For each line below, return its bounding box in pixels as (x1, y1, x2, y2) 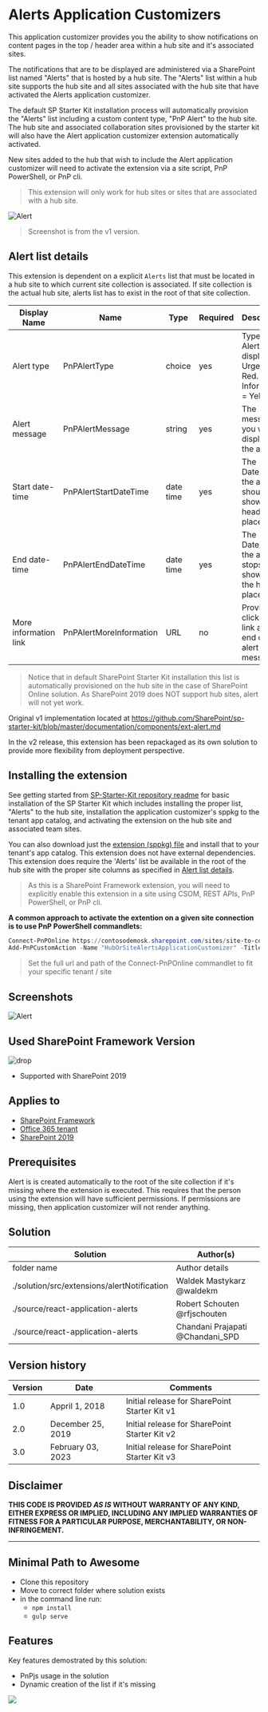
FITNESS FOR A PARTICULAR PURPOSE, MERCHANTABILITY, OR (8, 1517, 227, 1526)
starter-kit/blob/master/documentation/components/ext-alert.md (8, 721, 221, 731)
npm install (31, 1603, 72, 1612)
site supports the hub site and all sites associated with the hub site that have (8, 81, 259, 91)
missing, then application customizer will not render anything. (8, 1202, 211, 1211)
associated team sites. (8, 824, 82, 834)
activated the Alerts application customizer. (8, 89, 151, 99)
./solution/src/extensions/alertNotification (12, 1280, 169, 1291)
